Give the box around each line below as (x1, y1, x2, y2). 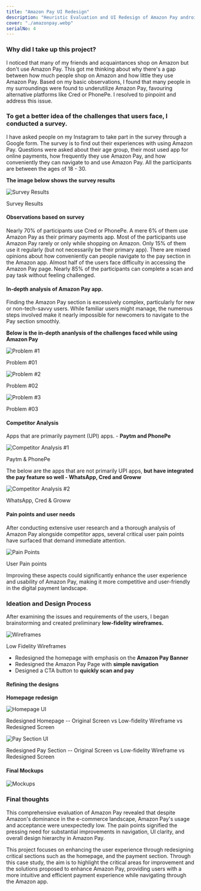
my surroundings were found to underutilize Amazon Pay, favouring (6, 85, 173, 92)
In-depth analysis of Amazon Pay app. (6, 285, 103, 293)
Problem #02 (6, 382, 38, 390)
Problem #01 (6, 359, 38, 366)
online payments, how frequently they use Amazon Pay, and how (6, 152, 166, 159)
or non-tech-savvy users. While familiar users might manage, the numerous (6, 305, 193, 312)
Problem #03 (6, 405, 39, 413)
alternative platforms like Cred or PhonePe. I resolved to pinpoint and (6, 91, 176, 98)
